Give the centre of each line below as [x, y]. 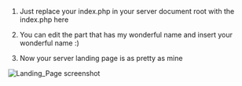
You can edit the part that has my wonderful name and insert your [126, 35]
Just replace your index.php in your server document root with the [127, 11]
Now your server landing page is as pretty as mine [101, 58]
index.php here [44, 20]
